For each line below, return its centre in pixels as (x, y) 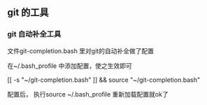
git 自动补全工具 (34, 34)
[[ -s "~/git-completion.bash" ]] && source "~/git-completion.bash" (104, 80)
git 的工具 (28, 13)
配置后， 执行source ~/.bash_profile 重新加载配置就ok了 (88, 94)
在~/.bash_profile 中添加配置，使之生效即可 (70, 66)
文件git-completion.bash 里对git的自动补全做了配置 (80, 50)
